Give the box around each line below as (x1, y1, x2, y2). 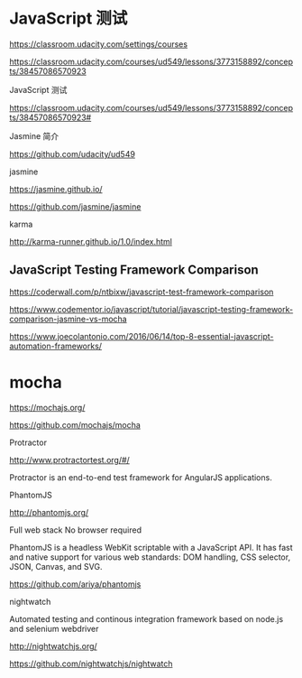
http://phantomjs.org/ (9, 506, 89, 517)
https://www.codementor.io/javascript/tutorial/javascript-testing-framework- (9, 303, 294, 314)
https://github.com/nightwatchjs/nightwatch (9, 658, 173, 669)
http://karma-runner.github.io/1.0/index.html (9, 236, 173, 246)
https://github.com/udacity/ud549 (9, 148, 135, 159)
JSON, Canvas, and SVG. (9, 561, 103, 571)
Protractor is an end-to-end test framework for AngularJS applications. (9, 471, 272, 483)
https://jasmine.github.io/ (9, 183, 103, 194)
